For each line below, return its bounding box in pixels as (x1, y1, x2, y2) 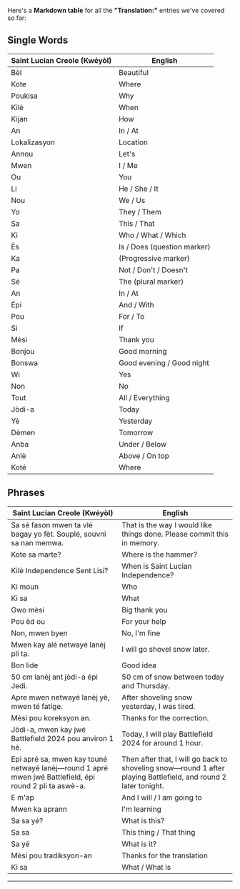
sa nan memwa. (11, 537, 64, 547)
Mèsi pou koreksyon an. (11, 712, 91, 722)
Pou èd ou (11, 616, 45, 626)
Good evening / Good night (119, 357, 209, 367)
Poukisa (11, 91, 38, 101)
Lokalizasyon (11, 137, 56, 147)
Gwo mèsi (11, 605, 45, 615)
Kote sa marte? (11, 550, 61, 560)
